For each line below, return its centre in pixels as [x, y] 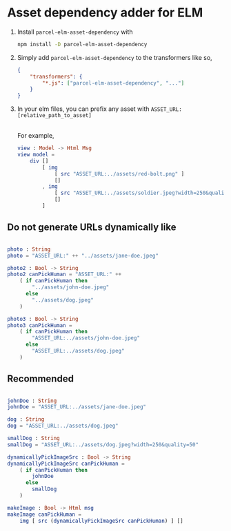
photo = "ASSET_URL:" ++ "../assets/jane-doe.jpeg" [83, 256]
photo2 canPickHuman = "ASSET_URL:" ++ [64, 274]
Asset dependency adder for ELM [105, 13]
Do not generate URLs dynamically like [92, 228]
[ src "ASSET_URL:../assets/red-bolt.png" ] [119, 174]
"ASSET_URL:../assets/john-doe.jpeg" [86, 338]
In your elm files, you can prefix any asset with [83, 109]
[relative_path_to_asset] [54, 116]
